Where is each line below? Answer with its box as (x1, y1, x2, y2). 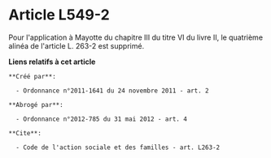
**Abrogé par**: (8, 100, 63, 109)
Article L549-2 (8, 6, 110, 24)
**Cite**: (8, 129, 42, 137)
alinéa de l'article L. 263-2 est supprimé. (8, 41, 145, 50)
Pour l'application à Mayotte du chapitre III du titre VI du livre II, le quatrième (8, 32, 263, 42)
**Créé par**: (8, 72, 57, 80)
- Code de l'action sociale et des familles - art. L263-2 (15, 143, 221, 152)
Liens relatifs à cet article (8, 57, 96, 66)
